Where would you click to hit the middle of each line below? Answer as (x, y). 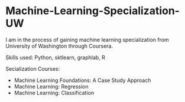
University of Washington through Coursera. (59, 46)
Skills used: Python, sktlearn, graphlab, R (56, 57)
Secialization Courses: (33, 68)
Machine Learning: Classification (54, 93)
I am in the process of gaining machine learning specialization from (87, 40)
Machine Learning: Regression (51, 86)
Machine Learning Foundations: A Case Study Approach (82, 80)
